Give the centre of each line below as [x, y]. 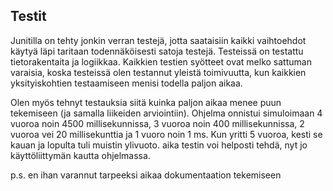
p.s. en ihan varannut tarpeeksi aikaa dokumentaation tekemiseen [146, 175]
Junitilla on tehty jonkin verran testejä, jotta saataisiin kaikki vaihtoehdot [158, 40]
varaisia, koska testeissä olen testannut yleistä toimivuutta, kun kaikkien [158, 72]
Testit [28, 16]
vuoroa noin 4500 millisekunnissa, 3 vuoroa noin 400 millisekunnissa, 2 [157, 123]
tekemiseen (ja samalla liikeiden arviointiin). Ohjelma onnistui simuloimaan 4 [166, 113]
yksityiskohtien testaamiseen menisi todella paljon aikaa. [126, 83]
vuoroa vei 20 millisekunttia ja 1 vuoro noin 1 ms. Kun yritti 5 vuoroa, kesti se [166, 134]
